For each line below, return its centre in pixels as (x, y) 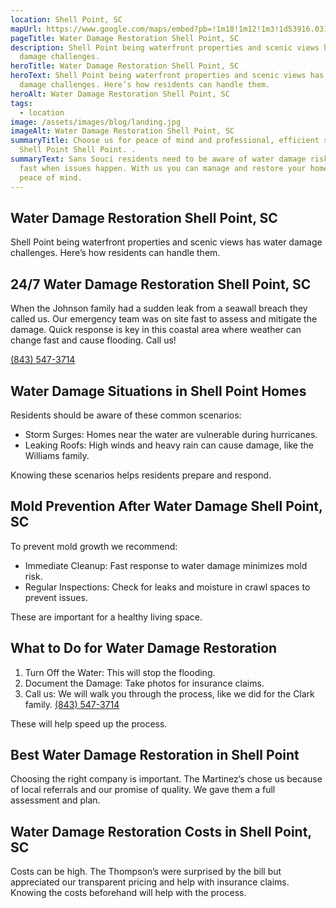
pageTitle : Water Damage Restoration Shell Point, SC (125, 38)
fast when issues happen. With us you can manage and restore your (163, 168)
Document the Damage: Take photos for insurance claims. (144, 683)
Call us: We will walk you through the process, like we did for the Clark (169, 693)
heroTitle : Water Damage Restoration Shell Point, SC (125, 66)
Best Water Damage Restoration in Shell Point (155, 754)
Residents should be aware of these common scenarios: (126, 415)
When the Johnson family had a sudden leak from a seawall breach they (159, 308)
